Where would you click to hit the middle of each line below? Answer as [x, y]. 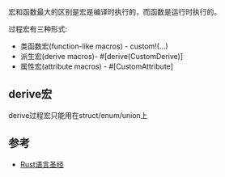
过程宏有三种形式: [38, 29]
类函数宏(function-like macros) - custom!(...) [94, 46]
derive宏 [30, 94]
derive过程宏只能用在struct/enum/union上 [78, 115]
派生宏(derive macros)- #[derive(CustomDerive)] [102, 56]
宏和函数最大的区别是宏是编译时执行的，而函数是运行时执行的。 [115, 12]
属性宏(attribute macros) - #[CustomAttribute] [97, 66]
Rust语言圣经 [42, 164]
